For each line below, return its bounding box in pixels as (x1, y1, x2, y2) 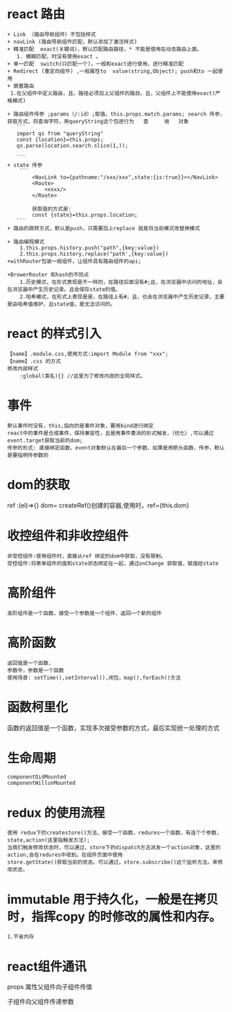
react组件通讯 (7, 959, 87, 974)
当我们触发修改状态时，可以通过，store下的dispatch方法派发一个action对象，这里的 (7, 844, 221, 851)
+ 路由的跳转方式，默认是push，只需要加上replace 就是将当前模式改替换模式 (7, 224, 201, 232)
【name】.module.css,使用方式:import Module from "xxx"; (7, 350, 169, 357)
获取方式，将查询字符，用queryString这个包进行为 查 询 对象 (7, 118, 189, 125)
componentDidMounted (7, 774, 67, 781)
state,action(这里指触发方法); (7, 837, 90, 844)
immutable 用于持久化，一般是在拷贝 (7, 891, 219, 907)
